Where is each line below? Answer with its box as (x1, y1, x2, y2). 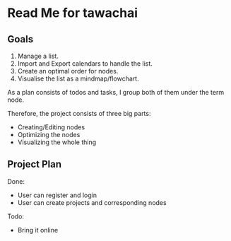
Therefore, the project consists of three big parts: (7, 110, 151, 117)
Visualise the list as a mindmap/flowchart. (17, 74, 139, 83)
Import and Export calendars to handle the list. (17, 59, 153, 68)
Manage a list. (17, 52, 59, 60)
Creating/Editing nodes (17, 123, 85, 131)
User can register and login (17, 191, 97, 199)
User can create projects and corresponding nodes (17, 198, 167, 206)
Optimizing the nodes (17, 131, 81, 139)
